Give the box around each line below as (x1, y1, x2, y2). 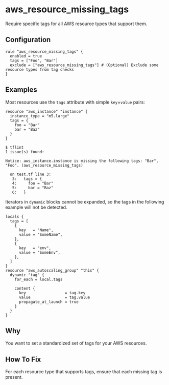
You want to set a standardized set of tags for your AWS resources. (5, 340, 147, 347)
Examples (5, 86, 37, 94)
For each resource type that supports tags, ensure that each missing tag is (5, 369, 162, 375)
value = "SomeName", (18, 232, 63, 237)
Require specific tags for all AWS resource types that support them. (5, 21, 148, 27)
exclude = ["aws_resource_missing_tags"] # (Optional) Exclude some (10, 63, 159, 68)
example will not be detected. (5, 204, 67, 210)
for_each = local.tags (14, 277, 63, 282)
